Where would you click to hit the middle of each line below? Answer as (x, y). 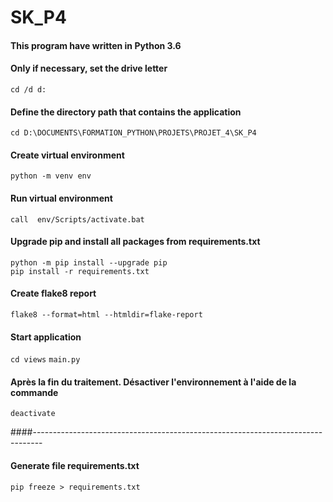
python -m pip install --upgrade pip (89, 262)
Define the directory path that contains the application (126, 112)
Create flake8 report (53, 293)
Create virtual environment (67, 155)
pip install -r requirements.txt (80, 271)
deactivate (33, 414)
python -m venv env (51, 176)
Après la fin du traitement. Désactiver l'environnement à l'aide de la (153, 382)
